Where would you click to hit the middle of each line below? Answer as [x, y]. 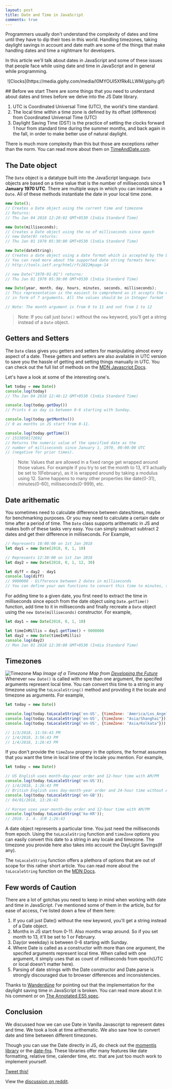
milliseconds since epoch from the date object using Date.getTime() [77, 601]
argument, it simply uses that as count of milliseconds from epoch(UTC [88, 958]
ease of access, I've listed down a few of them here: [60, 910]
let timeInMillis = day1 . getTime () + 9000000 [55, 631]
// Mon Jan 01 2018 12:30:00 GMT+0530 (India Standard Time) [72, 645]
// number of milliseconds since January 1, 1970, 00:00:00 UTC [75, 448]
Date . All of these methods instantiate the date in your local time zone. [79, 194]
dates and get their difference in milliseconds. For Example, [68, 534]
